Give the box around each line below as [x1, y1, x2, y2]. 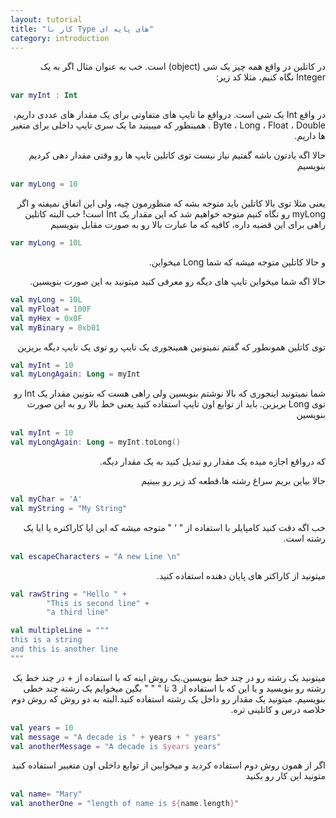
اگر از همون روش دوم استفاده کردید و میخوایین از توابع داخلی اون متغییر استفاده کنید [11, 759, 326, 771]
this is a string [10, 635, 83, 645]
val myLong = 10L [10, 295, 83, 305]
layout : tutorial [10, 14, 83, 25]
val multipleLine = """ [10, 626, 110, 636]
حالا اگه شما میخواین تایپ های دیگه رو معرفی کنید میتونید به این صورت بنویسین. [29, 276, 326, 287]
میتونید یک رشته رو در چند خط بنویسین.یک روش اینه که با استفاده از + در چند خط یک [12, 671, 326, 683]
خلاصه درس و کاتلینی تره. [230, 703, 326, 715]
